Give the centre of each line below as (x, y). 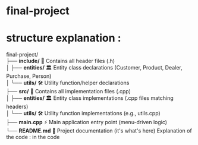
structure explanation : (64, 38)
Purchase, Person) (29, 76)
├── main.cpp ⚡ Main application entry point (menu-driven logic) (87, 122)
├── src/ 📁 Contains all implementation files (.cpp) (68, 92)
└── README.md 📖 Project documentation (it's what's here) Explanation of (99, 131)
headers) (17, 107)
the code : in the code (33, 137)
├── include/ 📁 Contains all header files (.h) (60, 61)
